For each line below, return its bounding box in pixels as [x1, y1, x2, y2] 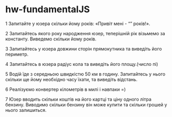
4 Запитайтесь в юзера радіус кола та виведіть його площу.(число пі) [5, 61, 158, 67]
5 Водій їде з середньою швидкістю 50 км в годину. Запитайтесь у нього [5, 71, 166, 77]
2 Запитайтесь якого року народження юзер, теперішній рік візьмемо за [5, 30, 165, 36]
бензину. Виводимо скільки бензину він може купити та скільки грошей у [5, 101, 167, 108]
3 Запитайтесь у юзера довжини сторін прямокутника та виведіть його [5, 45, 162, 52]
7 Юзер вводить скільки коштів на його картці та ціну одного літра [5, 96, 151, 102]
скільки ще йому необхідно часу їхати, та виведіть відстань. [5, 76, 138, 82]
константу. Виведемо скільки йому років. [5, 36, 97, 42]
